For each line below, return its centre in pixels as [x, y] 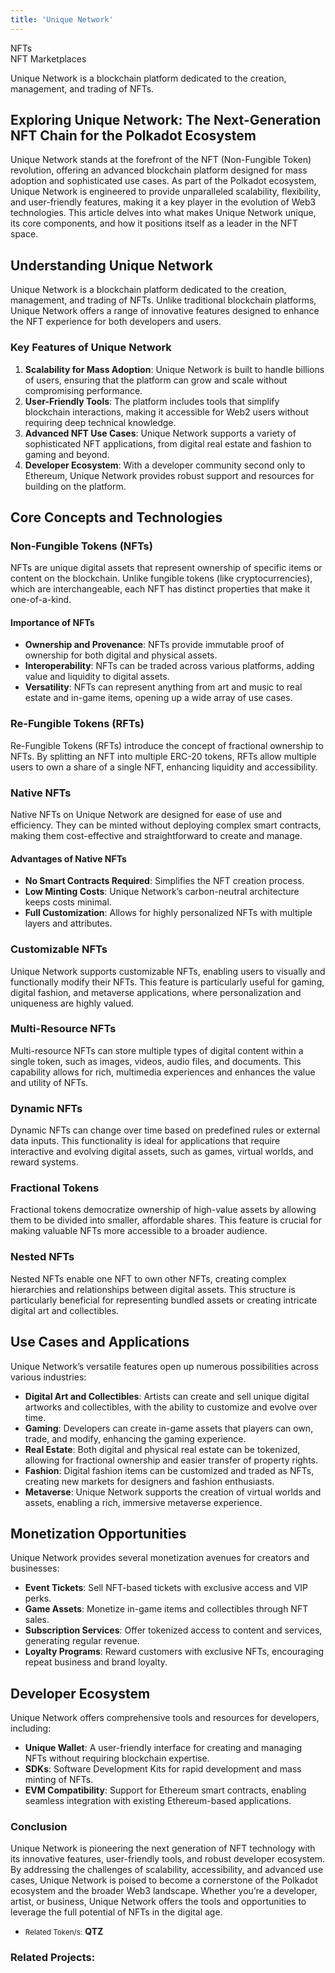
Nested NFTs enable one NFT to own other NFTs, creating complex [148, 1278]
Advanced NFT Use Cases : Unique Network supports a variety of [160, 433]
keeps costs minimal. [68, 902]
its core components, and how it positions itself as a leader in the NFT [154, 223]
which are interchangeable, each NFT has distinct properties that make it [160, 589]
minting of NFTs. [59, 1780]
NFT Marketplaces [48, 58]
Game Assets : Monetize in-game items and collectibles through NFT [166, 1609]
